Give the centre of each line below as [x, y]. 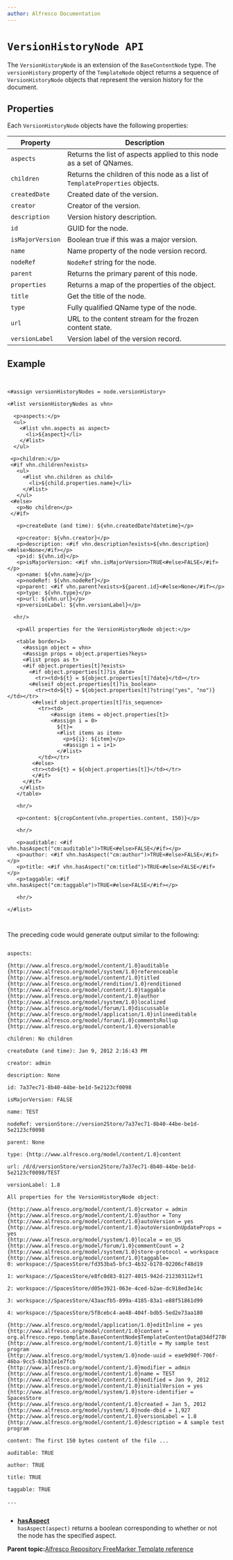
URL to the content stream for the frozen [133, 319]
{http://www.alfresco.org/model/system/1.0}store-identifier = [101, 1392]
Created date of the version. [113, 194]
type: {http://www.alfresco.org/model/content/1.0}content [94, 1155]
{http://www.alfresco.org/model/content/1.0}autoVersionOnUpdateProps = [114, 1228]
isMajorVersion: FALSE [40, 1100]
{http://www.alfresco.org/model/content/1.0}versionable [91, 1027]
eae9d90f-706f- [196, 1356]
